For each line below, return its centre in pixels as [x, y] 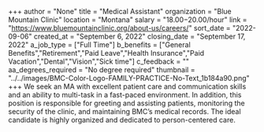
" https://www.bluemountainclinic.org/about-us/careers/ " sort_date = [119, 28]
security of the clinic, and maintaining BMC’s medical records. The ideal [125, 112]
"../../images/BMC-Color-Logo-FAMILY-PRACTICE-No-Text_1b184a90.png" [129, 78]
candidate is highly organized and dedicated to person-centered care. [122, 120]
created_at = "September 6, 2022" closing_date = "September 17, [139, 36]
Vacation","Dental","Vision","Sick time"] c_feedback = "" [99, 61]
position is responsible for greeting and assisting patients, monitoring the [127, 103]
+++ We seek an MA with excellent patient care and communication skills [127, 86]
